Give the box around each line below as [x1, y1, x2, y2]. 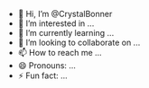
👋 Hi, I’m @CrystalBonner [17, 9, 113, 19]
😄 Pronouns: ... [17, 60, 77, 71]
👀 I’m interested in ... [17, 18, 95, 29]
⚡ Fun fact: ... [17, 70, 68, 81]
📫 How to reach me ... [17, 48, 102, 57]
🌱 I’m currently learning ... [17, 28, 115, 38]
